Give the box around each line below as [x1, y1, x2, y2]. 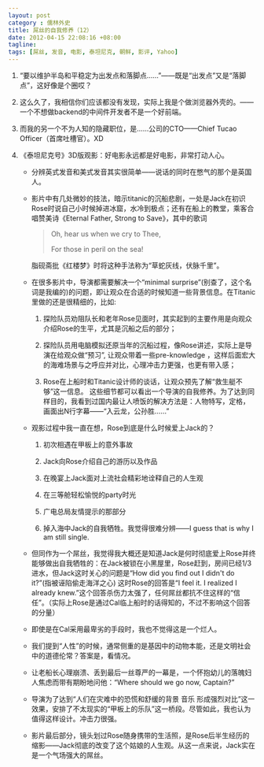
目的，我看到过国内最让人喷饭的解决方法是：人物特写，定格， [49, 397, 250, 406]
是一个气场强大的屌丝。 [31, 750, 108, 760]
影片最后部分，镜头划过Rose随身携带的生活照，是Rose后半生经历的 [31, 731, 250, 740]
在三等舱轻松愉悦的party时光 [42, 490, 137, 499]
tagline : [8, 41, 37, 49]
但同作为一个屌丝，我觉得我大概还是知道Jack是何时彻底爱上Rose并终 [31, 549, 256, 558]
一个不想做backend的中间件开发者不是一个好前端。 [19, 107, 186, 117]
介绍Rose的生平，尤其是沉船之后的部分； [42, 324, 177, 333]
